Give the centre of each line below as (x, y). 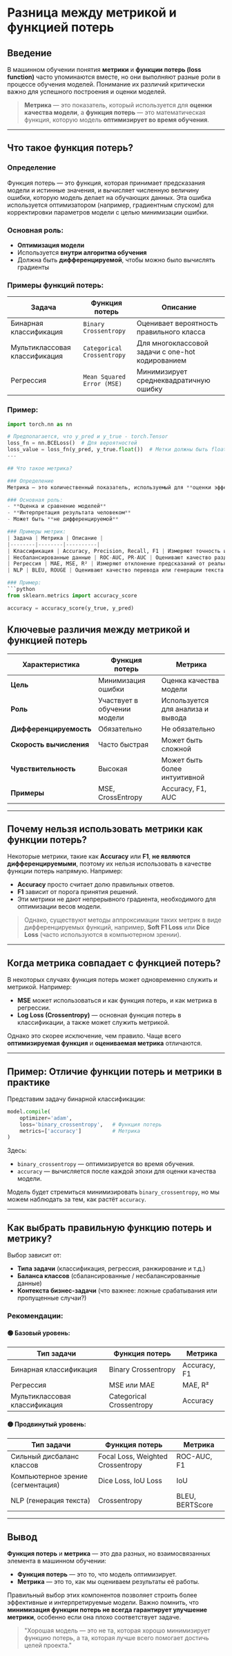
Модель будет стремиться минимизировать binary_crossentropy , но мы (113, 1192)
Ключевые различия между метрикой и (99, 630)
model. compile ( (29, 1111)
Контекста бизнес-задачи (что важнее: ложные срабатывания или (117, 1291)
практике (29, 1082)
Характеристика (51, 664)
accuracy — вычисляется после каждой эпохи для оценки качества (116, 1172)
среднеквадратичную (174, 381)
